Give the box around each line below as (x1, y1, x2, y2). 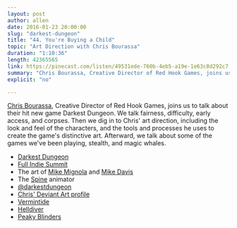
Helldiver (17, 205, 44, 214)
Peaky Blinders (17, 212, 61, 221)
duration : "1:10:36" (7, 50, 68, 57)
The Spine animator (17, 175, 75, 184)
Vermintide (17, 198, 50, 206)
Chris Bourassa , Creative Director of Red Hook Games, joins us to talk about (7, 102, 229, 110)
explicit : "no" (7, 76, 52, 83)
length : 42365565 (7, 56, 59, 64)
